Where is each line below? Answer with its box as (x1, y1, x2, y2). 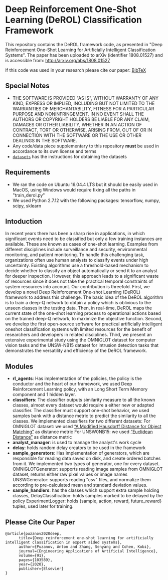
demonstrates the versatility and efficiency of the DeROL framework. (5, 347, 147, 354)
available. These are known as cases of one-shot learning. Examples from (5, 241, 158, 247)
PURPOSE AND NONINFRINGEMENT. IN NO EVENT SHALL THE (12, 111, 144, 117)
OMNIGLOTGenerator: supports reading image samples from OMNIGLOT (12, 466, 163, 472)
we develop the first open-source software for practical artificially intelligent (5, 321, 162, 327)
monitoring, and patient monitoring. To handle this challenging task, (5, 252, 144, 258)
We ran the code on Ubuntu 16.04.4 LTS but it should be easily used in (12, 181, 158, 187)
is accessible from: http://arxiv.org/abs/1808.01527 (5, 57, 110, 63)
